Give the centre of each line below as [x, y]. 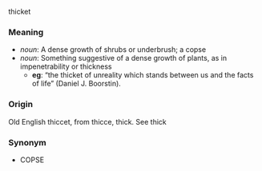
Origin [21, 105]
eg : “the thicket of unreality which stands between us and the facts [143, 75]
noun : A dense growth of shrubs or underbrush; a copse [113, 50]
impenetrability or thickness [66, 66]
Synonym [27, 142]
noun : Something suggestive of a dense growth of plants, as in [123, 58]
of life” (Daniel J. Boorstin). [77, 84]
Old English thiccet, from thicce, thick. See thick [87, 121]
